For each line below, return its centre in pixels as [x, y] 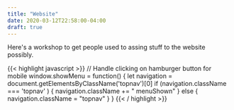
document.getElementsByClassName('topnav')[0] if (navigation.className [117, 84]
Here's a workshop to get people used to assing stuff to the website [106, 48]
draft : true [25, 27]
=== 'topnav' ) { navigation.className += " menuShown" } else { [103, 91]
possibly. [21, 55]
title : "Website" [33, 14]
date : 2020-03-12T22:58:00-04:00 [57, 21]
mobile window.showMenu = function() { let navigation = [90, 76]
